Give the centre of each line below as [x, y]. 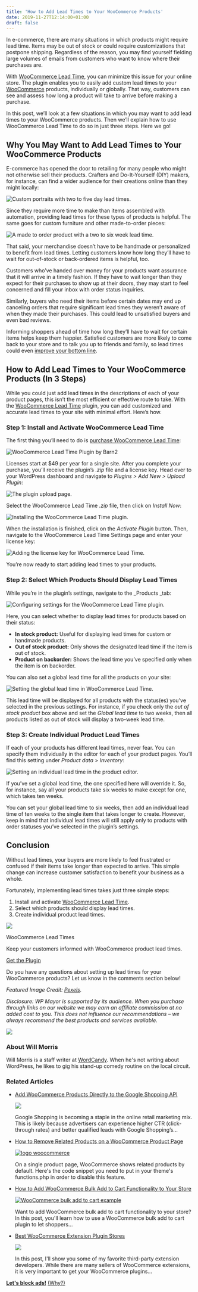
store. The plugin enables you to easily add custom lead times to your [91, 83]
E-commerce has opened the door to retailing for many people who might [96, 169]
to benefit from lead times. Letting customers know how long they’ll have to [98, 253]
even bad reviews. [29, 320]
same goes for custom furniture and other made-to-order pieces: [86, 223]
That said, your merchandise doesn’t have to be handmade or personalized [98, 246]
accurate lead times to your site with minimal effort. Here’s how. [84, 412]
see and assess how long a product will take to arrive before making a [92, 95]
